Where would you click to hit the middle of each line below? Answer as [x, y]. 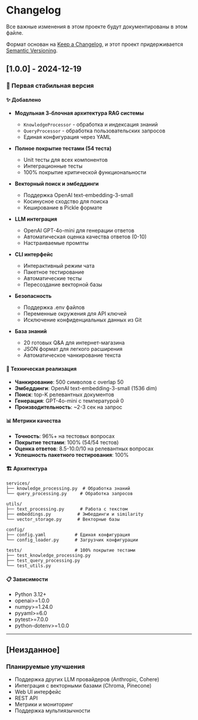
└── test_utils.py [29, 566]
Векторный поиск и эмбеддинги [57, 184]
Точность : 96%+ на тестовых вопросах [65, 436]
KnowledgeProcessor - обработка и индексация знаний [90, 125]
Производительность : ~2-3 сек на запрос [68, 407]
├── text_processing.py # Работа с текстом [67, 509]
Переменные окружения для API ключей [75, 314]
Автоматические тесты [53, 278]
